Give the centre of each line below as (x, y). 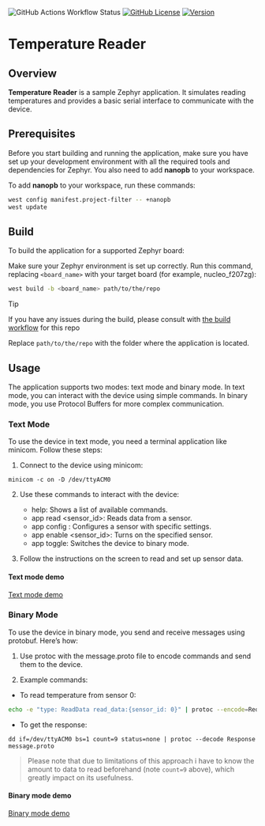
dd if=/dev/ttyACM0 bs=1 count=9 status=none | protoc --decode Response (132, 739)
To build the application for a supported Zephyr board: (97, 251)
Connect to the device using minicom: (81, 465)
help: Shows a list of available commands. (99, 510)
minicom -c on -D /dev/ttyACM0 (60, 480)
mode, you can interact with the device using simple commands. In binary (128, 396)
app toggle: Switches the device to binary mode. (110, 544)
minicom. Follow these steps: (55, 450)
